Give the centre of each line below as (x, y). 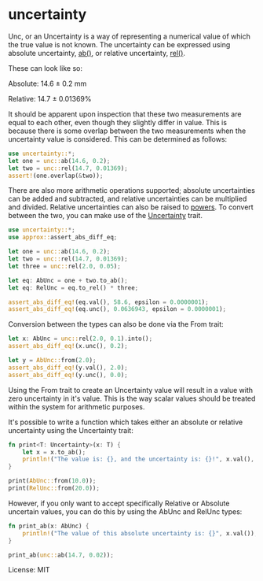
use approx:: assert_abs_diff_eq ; (63, 238)
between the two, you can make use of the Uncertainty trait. (105, 216)
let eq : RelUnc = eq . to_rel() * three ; (73, 288)
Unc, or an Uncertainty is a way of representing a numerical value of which (130, 36)
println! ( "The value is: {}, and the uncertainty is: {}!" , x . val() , (139, 459)
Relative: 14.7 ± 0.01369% (50, 98)
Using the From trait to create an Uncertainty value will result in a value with (131, 390)
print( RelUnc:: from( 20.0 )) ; (54, 488)
